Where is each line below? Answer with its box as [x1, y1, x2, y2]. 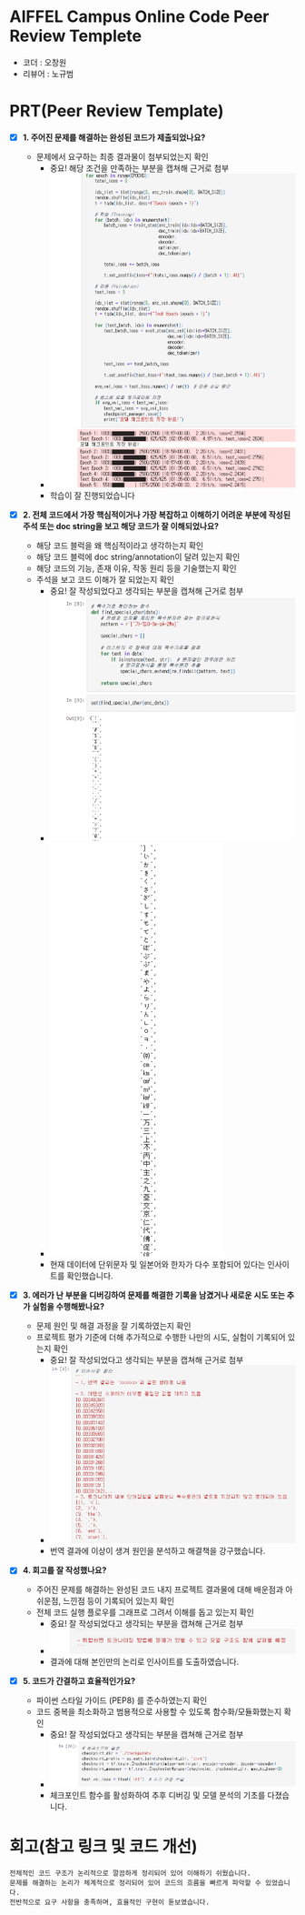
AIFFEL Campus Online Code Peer [9, 6, 270, 27]
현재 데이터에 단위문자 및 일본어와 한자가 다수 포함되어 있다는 [49, 1258, 266, 1269]
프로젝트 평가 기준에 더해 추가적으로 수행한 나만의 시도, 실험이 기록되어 [35, 1331, 286, 1342]
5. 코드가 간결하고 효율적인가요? [22, 1676, 136, 1687]
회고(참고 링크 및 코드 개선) [9, 1836, 198, 1857]
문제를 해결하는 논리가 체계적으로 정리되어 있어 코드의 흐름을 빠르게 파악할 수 [9, 1878, 261, 1888]
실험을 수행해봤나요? [31, 1300, 105, 1311]
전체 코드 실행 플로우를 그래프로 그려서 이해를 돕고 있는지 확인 [35, 1607, 254, 1618]
